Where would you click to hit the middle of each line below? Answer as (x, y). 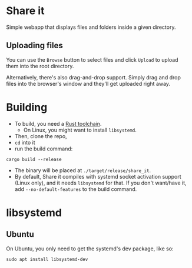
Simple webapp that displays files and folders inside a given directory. (91, 27)
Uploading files (35, 46)
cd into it (25, 142)
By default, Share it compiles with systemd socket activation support (98, 176)
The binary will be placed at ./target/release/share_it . (83, 170)
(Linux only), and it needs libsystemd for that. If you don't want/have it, (100, 183)
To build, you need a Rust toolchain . (58, 123)
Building (27, 107)
